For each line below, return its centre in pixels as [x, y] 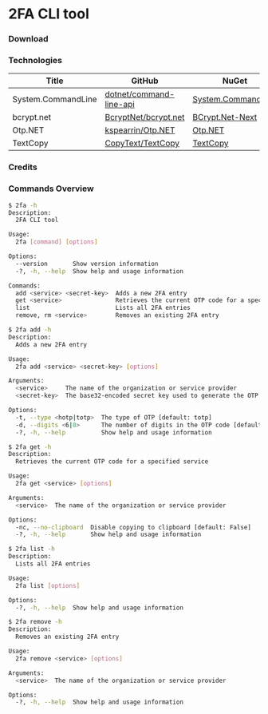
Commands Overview [51, 188]
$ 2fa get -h [30, 447]
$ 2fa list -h [32, 549]
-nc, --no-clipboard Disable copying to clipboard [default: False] [133, 527]
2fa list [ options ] [48, 585]
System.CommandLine [55, 99]
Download [29, 39]
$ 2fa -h [23, 205]
